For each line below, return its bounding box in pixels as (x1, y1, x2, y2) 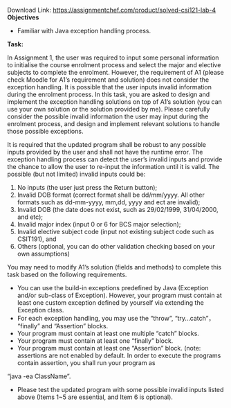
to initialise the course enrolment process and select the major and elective (7, 61, 221, 69)
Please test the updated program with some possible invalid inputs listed (17, 386, 224, 393)
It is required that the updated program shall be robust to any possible (7, 141, 206, 148)
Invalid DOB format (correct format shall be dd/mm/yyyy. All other (17, 190, 205, 199)
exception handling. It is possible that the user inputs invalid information (7, 83, 212, 91)
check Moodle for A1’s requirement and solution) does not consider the (7, 76, 210, 84)
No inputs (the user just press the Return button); (17, 184, 158, 191)
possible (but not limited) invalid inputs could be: (7, 170, 146, 178)
